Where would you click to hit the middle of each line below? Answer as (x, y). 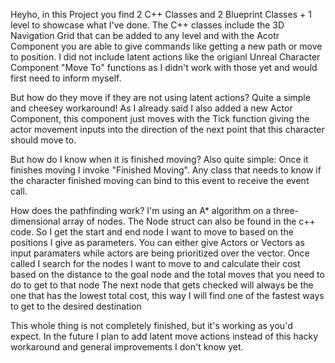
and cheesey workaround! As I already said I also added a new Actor (151, 108)
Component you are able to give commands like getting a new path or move (166, 46)
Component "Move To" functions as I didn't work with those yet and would (164, 67)
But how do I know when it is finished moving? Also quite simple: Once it (159, 159)
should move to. (43, 140)
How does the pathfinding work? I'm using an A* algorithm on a (141, 210)
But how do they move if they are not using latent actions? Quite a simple (160, 97)
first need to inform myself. (66, 78)
